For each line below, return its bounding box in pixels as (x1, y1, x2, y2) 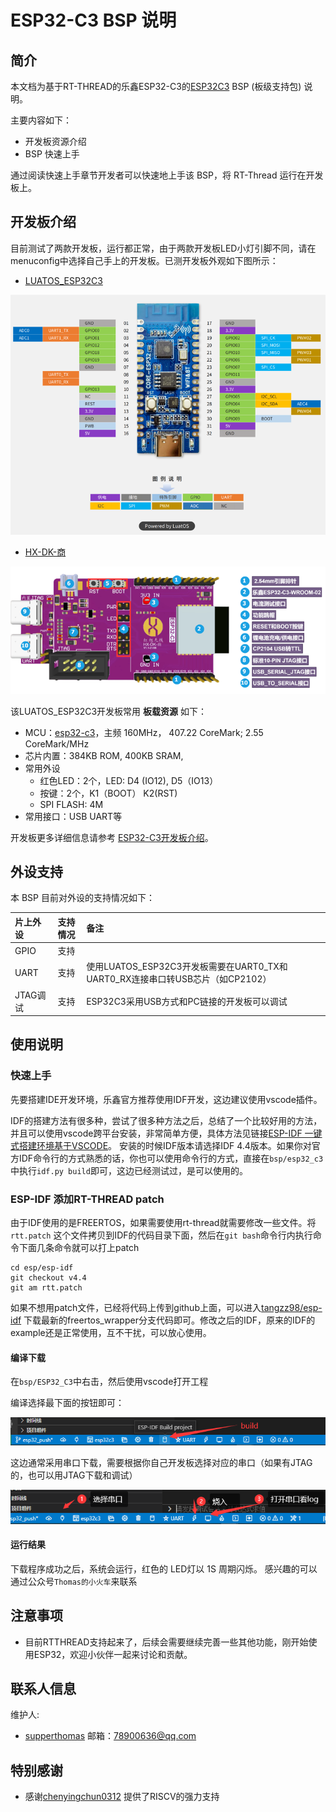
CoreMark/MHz (24, 737, 90, 750)
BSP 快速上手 (24, 148, 80, 160)
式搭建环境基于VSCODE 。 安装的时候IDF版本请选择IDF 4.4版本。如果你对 (10, 1139, 312, 1151)
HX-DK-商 (24, 546, 67, 558)
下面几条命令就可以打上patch (18, 1242, 140, 1254)
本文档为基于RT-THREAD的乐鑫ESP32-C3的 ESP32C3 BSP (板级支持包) (10, 81, 302, 92)
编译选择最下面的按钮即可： (10, 1397, 125, 1409)
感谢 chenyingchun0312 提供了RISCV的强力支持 (24, 1791, 220, 1803)
